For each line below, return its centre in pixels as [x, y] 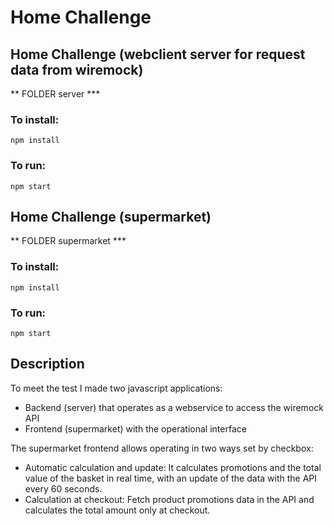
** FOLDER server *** [55, 94]
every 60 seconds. [63, 488]
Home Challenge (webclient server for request [158, 54]
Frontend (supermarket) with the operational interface [135, 428]
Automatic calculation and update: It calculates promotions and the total [173, 467]
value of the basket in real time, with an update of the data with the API [171, 478]
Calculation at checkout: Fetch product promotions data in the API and [169, 499]
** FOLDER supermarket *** [68, 241]
